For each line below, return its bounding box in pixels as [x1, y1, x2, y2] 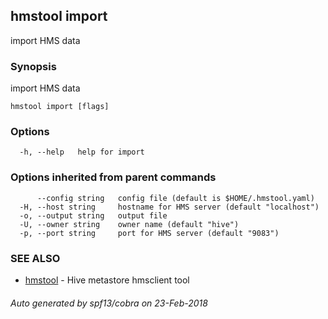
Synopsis [10, 59, 57, 73]
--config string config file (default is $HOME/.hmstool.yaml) [36, 193, 315, 203]
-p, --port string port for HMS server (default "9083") [19, 228, 280, 238]
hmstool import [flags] [10, 102, 110, 112]
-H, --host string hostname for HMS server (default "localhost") [19, 202, 320, 212]
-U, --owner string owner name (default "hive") [19, 219, 240, 229]
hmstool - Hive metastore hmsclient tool [24, 274, 190, 286]
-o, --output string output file [19, 210, 168, 221]
